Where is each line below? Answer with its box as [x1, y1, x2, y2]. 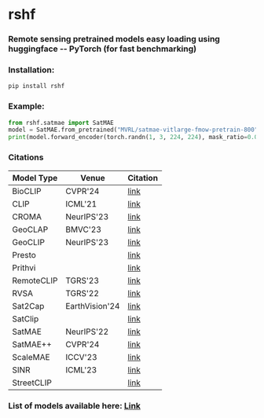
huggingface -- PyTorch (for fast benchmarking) [8, 43, 197, 54]
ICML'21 [65, 198, 97, 209]
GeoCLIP [12, 236, 46, 247]
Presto [12, 249, 37, 260]
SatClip [12, 313, 39, 324]
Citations [8, 152, 44, 163]
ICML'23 [65, 364, 97, 375]
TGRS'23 [65, 275, 100, 286]
